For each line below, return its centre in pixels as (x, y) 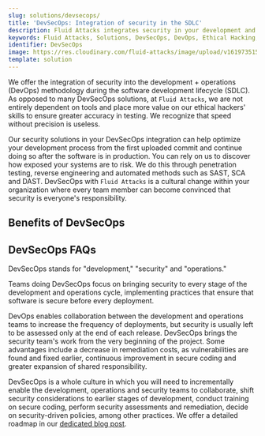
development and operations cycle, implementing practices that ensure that (131, 292)
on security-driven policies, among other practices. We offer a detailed (123, 415)
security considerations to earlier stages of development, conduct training (129, 399)
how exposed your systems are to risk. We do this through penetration (122, 164)
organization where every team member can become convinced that (119, 190)
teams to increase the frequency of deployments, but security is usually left (131, 325)
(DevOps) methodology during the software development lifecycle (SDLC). (129, 90)
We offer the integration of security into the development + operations (122, 82)
